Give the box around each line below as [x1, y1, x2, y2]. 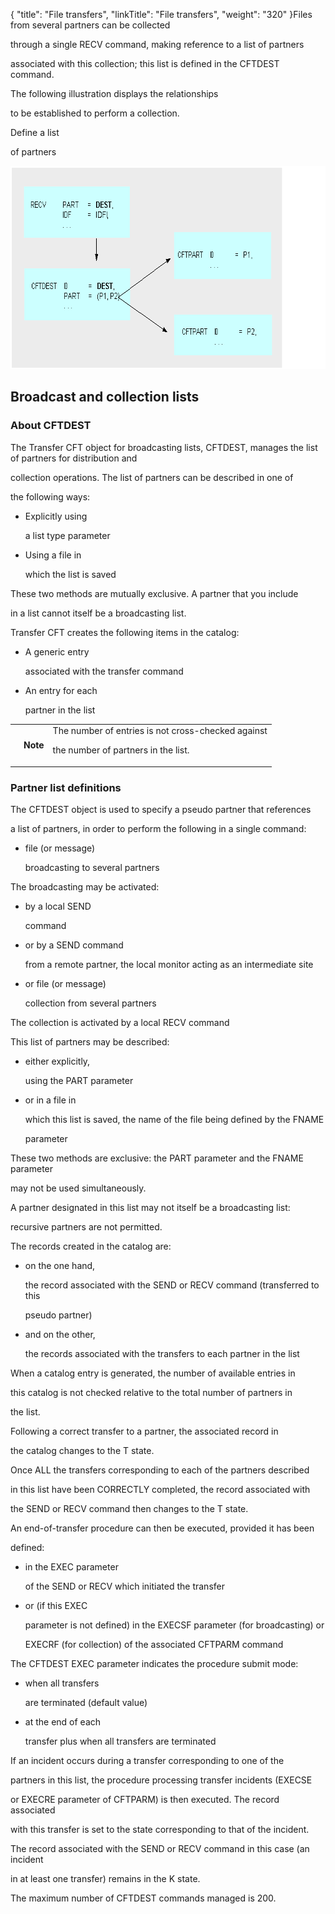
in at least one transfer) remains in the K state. [10, 1873, 201, 1885]
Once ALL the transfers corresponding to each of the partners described [10, 1464, 310, 1476]
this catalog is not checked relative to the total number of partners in [10, 1387, 293, 1399]
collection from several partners [24, 997, 157, 1009]
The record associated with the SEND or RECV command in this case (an [10, 1843, 310, 1855]
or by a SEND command [24, 939, 124, 951]
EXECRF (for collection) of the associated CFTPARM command [24, 1639, 284, 1651]
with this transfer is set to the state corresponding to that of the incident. [10, 1824, 310, 1836]
